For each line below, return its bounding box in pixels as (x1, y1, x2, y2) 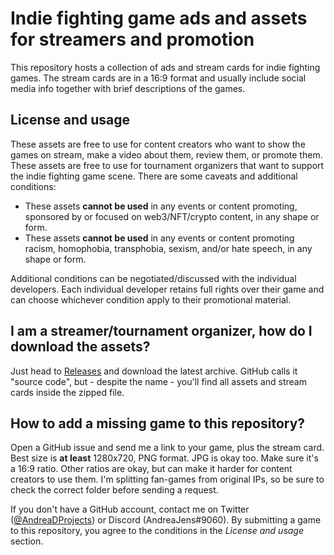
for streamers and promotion (10, 28, 255, 51)
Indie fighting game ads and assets (10, 7, 308, 30)
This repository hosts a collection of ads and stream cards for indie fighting (10, 61, 321, 73)
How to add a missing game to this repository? (10, 415, 306, 432)
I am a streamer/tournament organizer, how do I (10, 323, 313, 340)
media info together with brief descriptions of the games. (10, 82, 246, 94)
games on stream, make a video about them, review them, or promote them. (10, 148, 323, 161)
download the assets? (10, 338, 151, 356)
